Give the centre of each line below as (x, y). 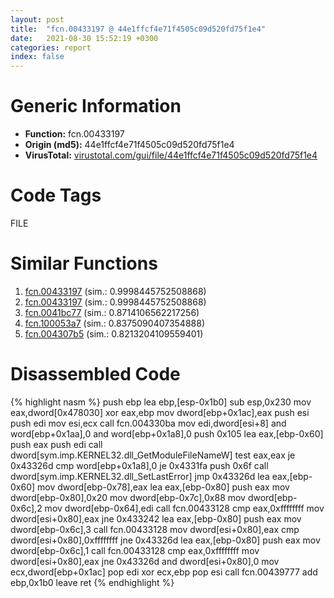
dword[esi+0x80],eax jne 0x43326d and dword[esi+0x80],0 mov (145, 561)
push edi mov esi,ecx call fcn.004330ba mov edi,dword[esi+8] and (148, 423)
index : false (37, 57)
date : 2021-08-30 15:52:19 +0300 (84, 38)
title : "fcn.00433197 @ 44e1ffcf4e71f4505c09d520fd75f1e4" (138, 29)
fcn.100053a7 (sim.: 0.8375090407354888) (115, 323)
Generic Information (96, 106)
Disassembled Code (95, 374)
